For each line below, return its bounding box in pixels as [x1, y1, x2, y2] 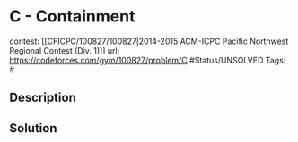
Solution [9, 121, 57, 136]
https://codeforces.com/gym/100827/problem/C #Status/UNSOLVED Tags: [9, 54, 286, 65]
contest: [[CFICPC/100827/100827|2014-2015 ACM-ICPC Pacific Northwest [9, 36, 289, 46]
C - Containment [9, 6, 136, 27]
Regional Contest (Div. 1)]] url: [9, 45, 120, 55]
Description [9, 90, 76, 105]
